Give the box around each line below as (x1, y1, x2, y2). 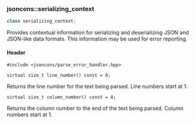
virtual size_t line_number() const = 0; (7, 72, 111, 78)
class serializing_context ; (7, 18, 77, 24)
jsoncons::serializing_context (7, 5, 95, 13)
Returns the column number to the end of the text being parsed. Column (7, 105, 184, 112)
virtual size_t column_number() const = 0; (7, 94, 117, 100)
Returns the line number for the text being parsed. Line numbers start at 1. (7, 83, 188, 90)
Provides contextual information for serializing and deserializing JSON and (7, 29, 189, 36)
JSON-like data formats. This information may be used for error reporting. (7, 35, 188, 43)
